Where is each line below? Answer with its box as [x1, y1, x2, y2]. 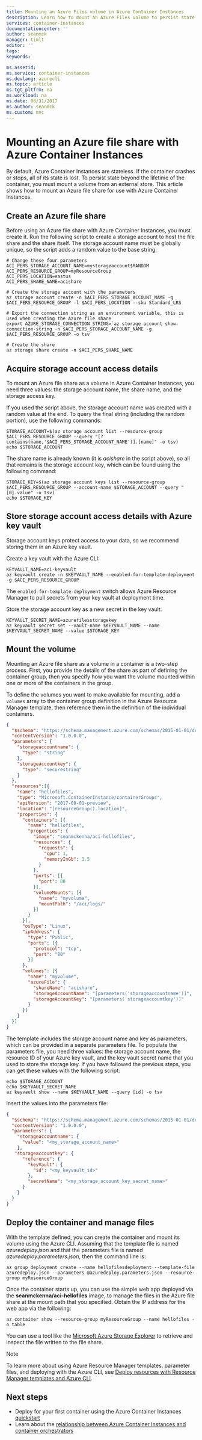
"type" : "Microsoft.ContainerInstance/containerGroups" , [17, 795, 163, 801]
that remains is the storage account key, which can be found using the [6, 461, 180, 468]
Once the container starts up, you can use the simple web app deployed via [6, 1285, 194, 1293]
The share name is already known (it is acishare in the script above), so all [6, 455, 191, 462]
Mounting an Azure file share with [6, 135, 179, 149]
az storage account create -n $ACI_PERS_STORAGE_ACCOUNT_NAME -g [6, 294, 173, 301]
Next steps [6, 1392, 48, 1402]
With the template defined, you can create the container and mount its [6, 1234, 180, 1241]
